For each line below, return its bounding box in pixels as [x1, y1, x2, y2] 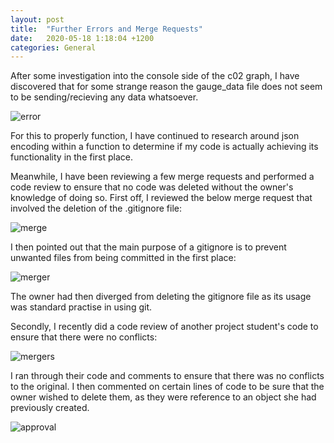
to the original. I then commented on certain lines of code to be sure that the [10, 381, 325, 393]
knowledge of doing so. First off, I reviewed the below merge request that [10, 192, 313, 204]
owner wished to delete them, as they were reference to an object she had [10, 391, 317, 403]
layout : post [10, 14, 65, 25]
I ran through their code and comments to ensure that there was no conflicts [10, 370, 325, 382]
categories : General [10, 42, 97, 53]
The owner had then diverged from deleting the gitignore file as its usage [10, 291, 312, 303]
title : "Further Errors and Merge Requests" [10, 24, 203, 34]
